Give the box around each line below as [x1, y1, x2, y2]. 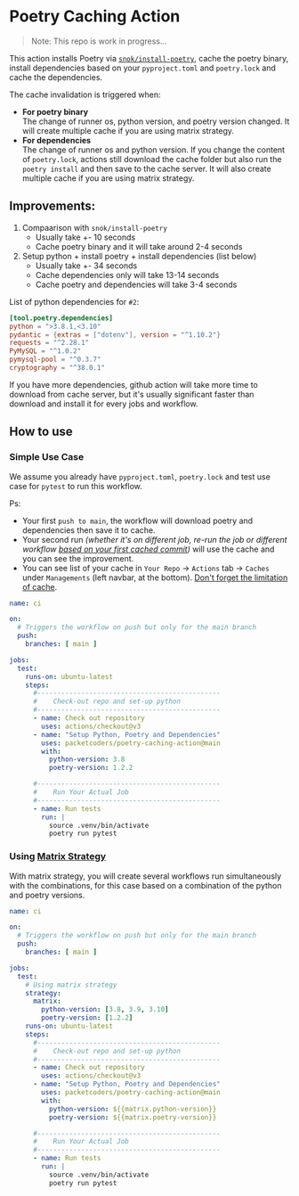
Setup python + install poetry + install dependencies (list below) [21, 250, 257, 261]
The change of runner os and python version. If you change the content [21, 144, 286, 155]
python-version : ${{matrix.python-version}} [48, 1104, 217, 1113]
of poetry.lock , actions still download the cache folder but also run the [21, 153, 282, 164]
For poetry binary [21, 106, 89, 117]
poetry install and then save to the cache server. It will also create [21, 163, 271, 174]
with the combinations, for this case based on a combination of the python [9, 880, 282, 890]
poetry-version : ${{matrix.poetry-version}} [48, 1112, 217, 1122]
